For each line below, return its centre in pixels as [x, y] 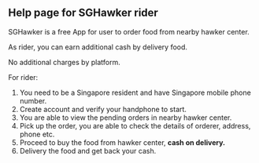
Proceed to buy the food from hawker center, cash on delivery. [122, 142]
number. [33, 100]
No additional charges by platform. [64, 62]
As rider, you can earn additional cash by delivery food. [98, 47]
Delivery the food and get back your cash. [88, 150]
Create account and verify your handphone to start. [103, 109]
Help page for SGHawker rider [83, 13]
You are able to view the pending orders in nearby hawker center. [126, 118]
